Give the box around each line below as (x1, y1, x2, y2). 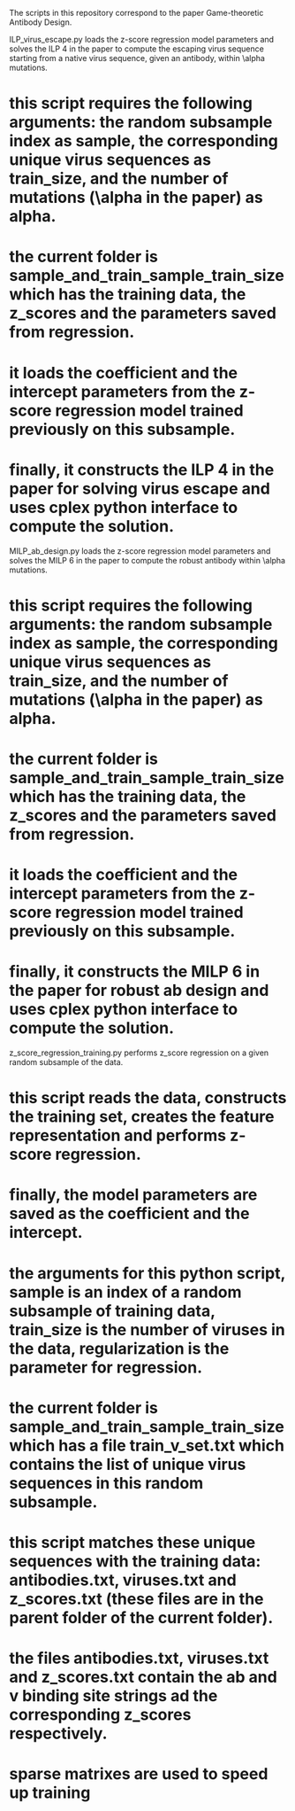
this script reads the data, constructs (9, 1088, 287, 1108)
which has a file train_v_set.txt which (9, 1435, 285, 1456)
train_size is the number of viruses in (9, 1319, 285, 1340)
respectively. (9, 1723, 108, 1744)
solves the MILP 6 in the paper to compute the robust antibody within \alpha (9, 555, 285, 565)
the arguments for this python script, (9, 1263, 285, 1283)
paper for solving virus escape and (9, 478, 271, 499)
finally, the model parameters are (9, 1185, 258, 1205)
